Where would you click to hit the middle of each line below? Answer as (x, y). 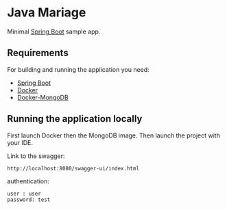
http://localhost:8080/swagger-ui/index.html (73, 168)
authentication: (28, 181)
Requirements (38, 53)
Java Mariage (47, 13)
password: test (29, 200)
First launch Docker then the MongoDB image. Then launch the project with (114, 135)
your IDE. (20, 142)
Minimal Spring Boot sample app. (54, 31)
